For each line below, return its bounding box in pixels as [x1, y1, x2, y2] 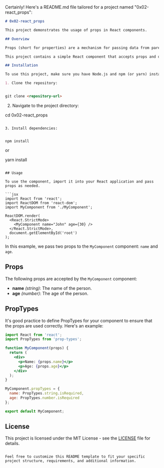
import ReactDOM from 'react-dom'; [5, 200, 78, 205]
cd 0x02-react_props [5, 112, 48, 118]
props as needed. [5, 183, 41, 188]
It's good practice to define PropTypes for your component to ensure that [5, 318, 153, 324]
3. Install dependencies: [5, 126, 58, 131]
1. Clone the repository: [5, 81, 58, 86]
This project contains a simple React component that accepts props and [5, 54, 156, 59]
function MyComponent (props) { [5, 346, 69, 351]
